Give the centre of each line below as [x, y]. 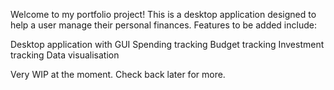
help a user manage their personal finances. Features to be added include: [163, 25]
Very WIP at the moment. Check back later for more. [118, 74]
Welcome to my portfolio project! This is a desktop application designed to [163, 14]
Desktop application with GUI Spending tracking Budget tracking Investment [167, 44]
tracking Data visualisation [65, 55]
